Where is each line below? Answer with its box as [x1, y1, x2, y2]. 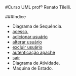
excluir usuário [12, 44, 43, 50]
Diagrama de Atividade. [12, 60, 60, 66]
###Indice [5, 14, 26, 19]
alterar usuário [12, 39, 42, 45]
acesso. [12, 29, 29, 34]
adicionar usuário [12, 34, 48, 39]
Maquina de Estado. [12, 65, 53, 71]
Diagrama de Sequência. [12, 23, 63, 29]
